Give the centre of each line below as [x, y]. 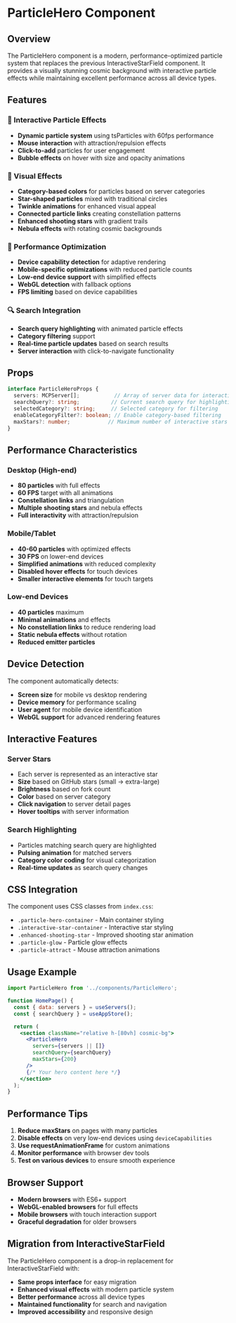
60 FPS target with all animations [65, 493]
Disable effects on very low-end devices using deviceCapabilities [114, 1138]
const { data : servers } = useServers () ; [75, 1007]
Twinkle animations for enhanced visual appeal [87, 206]
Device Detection [46, 664]
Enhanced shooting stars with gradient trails [83, 221]
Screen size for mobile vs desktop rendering [82, 695]
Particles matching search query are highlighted [87, 845]
